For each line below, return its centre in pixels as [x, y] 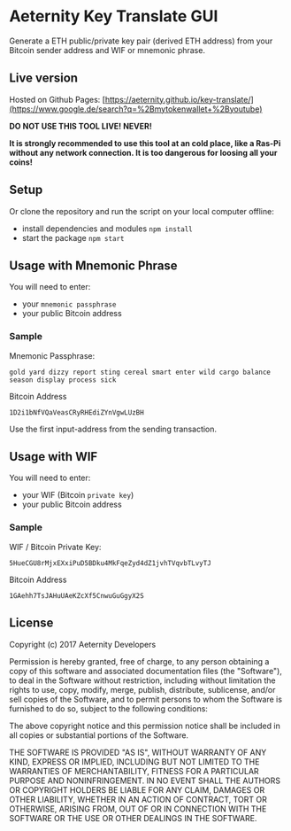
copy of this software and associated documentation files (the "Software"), [146, 671]
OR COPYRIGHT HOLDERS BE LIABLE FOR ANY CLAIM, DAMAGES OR [137, 789]
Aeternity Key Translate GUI [114, 16]
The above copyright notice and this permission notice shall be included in [145, 726]
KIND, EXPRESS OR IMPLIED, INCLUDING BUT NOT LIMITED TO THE [134, 761]
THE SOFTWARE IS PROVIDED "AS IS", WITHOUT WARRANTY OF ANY [138, 752]
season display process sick [63, 380]
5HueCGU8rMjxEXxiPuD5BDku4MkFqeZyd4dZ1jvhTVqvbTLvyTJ [111, 563]
